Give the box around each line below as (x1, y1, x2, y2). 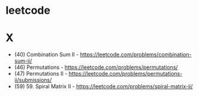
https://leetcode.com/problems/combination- (80, 51, 192, 58)
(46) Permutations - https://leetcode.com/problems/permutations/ (14, 64, 178, 71)
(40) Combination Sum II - (14, 51, 79, 58)
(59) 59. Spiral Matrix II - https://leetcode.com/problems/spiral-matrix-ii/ (14, 83, 193, 90)
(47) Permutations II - (14, 70, 68, 77)
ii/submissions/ (14, 76, 52, 84)
